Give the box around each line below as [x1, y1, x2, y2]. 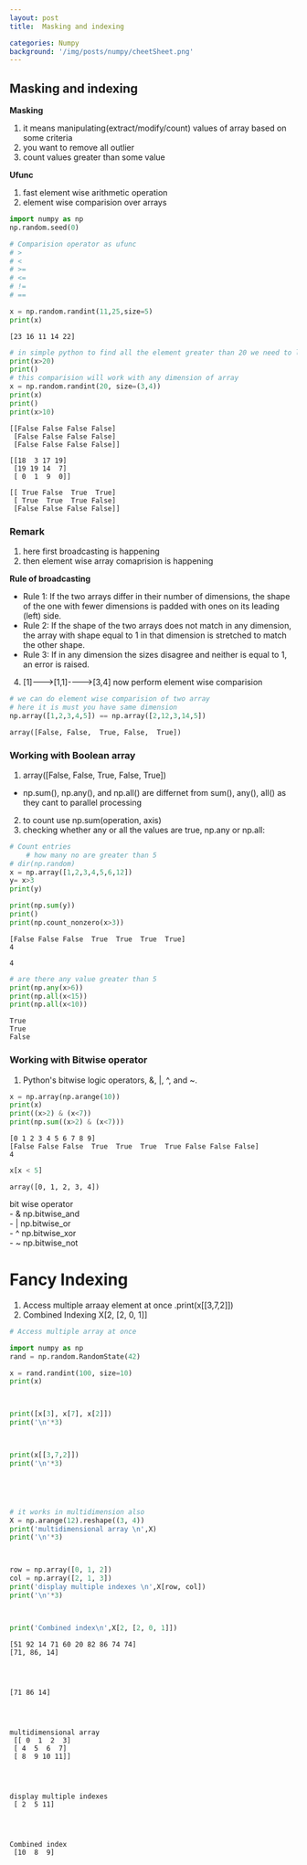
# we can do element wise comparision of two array [9, 694, 210, 704]
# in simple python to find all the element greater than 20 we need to [9, 348, 292, 357]
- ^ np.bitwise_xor [9, 1227, 77, 1238]
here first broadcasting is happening [22, 546, 160, 556]
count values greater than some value [22, 152, 166, 163]
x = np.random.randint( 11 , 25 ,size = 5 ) [9, 307, 153, 316]
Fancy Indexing [9, 1269, 129, 1290]
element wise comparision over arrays [22, 197, 167, 208]
